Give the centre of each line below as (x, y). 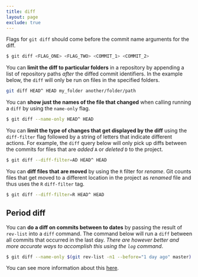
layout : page (22, 17)
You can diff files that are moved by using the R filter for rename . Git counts (99, 171)
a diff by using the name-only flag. (48, 108)
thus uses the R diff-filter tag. (45, 184)
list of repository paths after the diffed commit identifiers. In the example (95, 74)
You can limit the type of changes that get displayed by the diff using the (97, 131)
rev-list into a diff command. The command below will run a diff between (99, 233)
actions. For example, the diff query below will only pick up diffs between (97, 143)
